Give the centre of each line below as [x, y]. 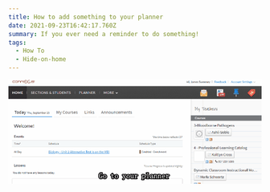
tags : [17, 43]
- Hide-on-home [41, 59]
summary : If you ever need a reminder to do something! [104, 34]
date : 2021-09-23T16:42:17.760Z [62, 25]
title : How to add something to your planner [86, 17]
